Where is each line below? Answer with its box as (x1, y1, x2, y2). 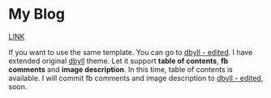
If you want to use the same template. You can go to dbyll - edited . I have (8, 47, 253, 57)
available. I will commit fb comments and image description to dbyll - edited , (8, 73, 264, 83)
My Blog (8, 5, 65, 23)
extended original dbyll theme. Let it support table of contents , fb (8, 56, 229, 66)
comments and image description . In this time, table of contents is (8, 64, 233, 74)
